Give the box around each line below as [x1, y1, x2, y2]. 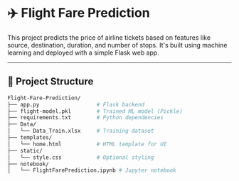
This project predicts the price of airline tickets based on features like [7, 33, 211, 42]
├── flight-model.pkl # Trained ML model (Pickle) [7, 107, 183, 115]
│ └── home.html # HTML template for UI [7, 141, 167, 148]
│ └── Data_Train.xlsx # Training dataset [7, 128, 154, 135]
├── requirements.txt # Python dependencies [7, 114, 164, 121]
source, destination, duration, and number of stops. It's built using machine [7, 40, 228, 49]
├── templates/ [7, 134, 53, 141]
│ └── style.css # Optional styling [7, 153, 154, 161]
